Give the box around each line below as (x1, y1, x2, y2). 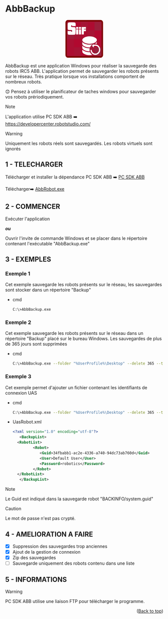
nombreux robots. (5, 78, 42, 84)
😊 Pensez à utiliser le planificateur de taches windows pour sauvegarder (5, 89, 156, 95)
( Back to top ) (136, 608, 163, 614)
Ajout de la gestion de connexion (12, 549, 81, 555)
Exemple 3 (5, 373, 32, 380)
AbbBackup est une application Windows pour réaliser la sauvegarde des (5, 62, 157, 68)
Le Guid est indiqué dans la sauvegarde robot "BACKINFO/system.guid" (5, 496, 154, 502)
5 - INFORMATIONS (5, 575, 67, 584)
